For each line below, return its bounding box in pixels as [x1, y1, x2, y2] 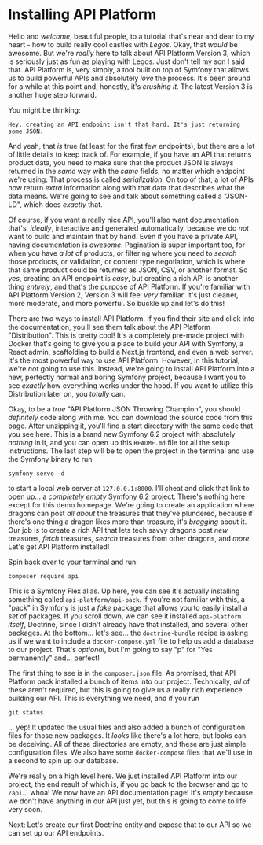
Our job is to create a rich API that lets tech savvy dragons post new [8, 525, 228, 534]
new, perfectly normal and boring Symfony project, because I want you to [8, 372, 246, 382]
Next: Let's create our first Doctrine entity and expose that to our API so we [8, 820, 252, 829]
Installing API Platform [8, 6, 157, 24]
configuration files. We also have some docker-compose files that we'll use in [8, 747, 253, 757]
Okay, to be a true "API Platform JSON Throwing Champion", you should [8, 404, 241, 414]
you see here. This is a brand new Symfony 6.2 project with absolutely [8, 429, 236, 438]
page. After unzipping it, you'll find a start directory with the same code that [8, 421, 254, 430]
